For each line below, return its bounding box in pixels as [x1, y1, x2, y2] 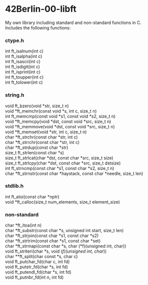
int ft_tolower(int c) [5, 79, 43, 85]
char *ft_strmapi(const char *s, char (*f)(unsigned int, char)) [5, 243, 127, 249]
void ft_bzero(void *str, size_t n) [5, 103, 69, 109]
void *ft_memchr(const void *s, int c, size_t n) [5, 108, 97, 114]
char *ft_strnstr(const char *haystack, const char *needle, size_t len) [5, 170, 144, 176]
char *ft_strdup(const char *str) [5, 144, 68, 150]
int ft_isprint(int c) [5, 69, 41, 75]
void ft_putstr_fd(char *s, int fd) [5, 264, 68, 270]
